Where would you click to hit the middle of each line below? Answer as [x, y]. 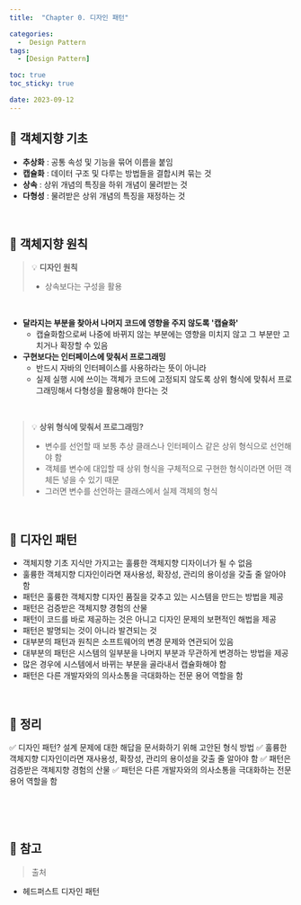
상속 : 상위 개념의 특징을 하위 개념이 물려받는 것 [105, 184]
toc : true [28, 76]
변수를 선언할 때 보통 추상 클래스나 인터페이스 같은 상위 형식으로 [156, 446]
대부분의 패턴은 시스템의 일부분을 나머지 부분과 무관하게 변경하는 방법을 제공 [155, 653]
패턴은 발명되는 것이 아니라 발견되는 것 [89, 631]
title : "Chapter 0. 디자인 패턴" [69, 18]
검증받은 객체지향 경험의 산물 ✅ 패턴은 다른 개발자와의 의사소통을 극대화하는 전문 [150, 770]
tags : [19, 50]
